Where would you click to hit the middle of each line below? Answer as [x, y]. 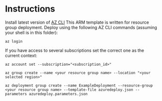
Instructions [30, 9]
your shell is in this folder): [32, 32]
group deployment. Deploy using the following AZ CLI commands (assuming [81, 27]
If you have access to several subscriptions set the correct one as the [75, 50]
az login [14, 41]
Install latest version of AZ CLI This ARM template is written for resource [77, 22]
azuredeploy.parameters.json [58, 94]
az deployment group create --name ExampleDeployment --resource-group [79, 86]
